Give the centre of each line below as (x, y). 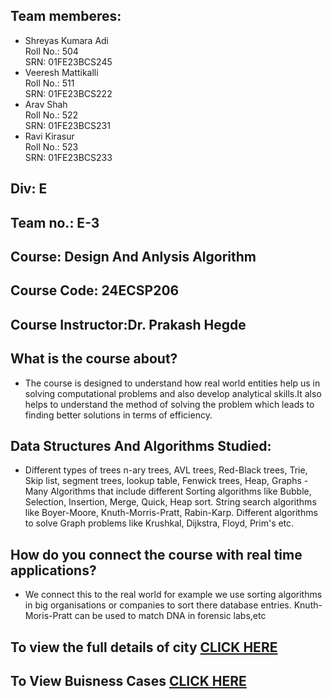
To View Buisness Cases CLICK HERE (128, 680)
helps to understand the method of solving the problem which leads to (169, 404)
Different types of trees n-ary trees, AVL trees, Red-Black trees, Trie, (166, 470)
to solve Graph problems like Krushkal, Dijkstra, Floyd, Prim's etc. (159, 523)
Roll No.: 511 (49, 83)
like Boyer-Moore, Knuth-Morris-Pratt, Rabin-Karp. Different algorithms (171, 513)
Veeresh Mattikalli (61, 72)
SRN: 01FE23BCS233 (68, 157)
